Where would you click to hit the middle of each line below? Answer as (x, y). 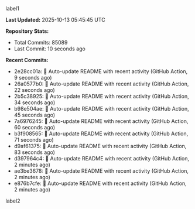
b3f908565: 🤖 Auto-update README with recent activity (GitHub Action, (101, 133)
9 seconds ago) (33, 78)
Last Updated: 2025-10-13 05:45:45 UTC (56, 20)
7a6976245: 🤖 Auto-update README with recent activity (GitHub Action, (101, 121)
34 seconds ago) (35, 102)
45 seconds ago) (34, 115)
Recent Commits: (27, 60)
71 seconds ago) (34, 140)
